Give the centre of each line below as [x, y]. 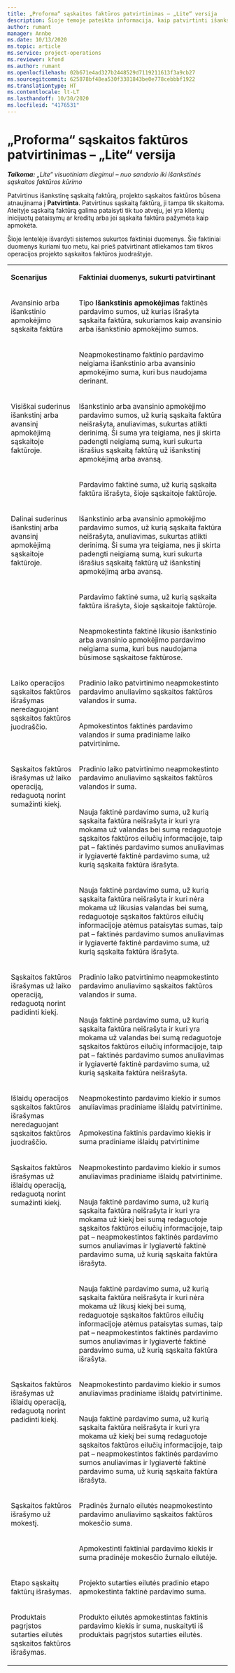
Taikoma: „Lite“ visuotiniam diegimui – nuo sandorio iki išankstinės [104, 174]
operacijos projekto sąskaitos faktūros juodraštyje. [80, 254]
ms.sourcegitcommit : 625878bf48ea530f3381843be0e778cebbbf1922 [101, 79]
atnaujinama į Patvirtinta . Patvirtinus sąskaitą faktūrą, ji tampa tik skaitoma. [116, 203]
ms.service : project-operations [54, 53]
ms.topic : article [34, 46]
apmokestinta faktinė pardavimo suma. [142, 1592]
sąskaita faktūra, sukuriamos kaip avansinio [150, 320]
